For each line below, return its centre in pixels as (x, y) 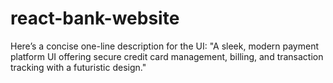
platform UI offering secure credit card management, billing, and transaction (167, 56)
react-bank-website (95, 18)
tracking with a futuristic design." (78, 67)
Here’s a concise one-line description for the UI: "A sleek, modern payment (165, 46)
